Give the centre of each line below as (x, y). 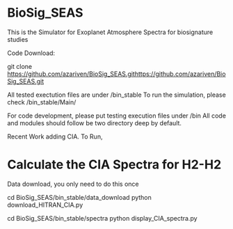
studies (18, 39)
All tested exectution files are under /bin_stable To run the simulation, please (116, 95)
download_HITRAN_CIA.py (45, 205)
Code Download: (31, 53)
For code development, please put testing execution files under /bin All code (116, 116)
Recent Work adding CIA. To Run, (55, 136)
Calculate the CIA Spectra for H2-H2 (114, 165)
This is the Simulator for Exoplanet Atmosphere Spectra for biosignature (110, 32)
